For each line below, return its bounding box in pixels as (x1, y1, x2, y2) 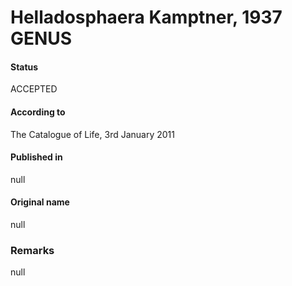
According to (10, 106, 66, 118)
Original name (10, 196, 70, 208)
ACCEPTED (10, 83, 58, 95)
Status (10, 61, 39, 73)
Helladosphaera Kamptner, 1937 (10, 6, 283, 29)
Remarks (10, 243, 55, 257)
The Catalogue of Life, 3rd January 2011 (10, 128, 175, 140)
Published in (10, 151, 63, 163)
